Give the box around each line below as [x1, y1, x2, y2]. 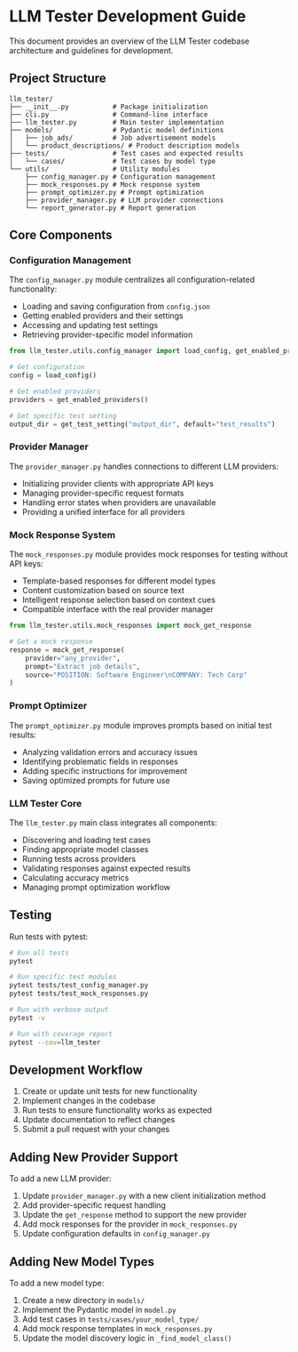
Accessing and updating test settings [21, 320, 159, 331]
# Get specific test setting [9, 411, 117, 420]
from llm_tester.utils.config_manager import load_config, [9, 347, 232, 356]
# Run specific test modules [9, 972, 117, 982]
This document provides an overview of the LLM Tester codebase [9, 36, 250, 46]
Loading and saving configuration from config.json [21, 301, 210, 312]
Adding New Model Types [9, 1254, 155, 1269]
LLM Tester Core [9, 797, 82, 809]
